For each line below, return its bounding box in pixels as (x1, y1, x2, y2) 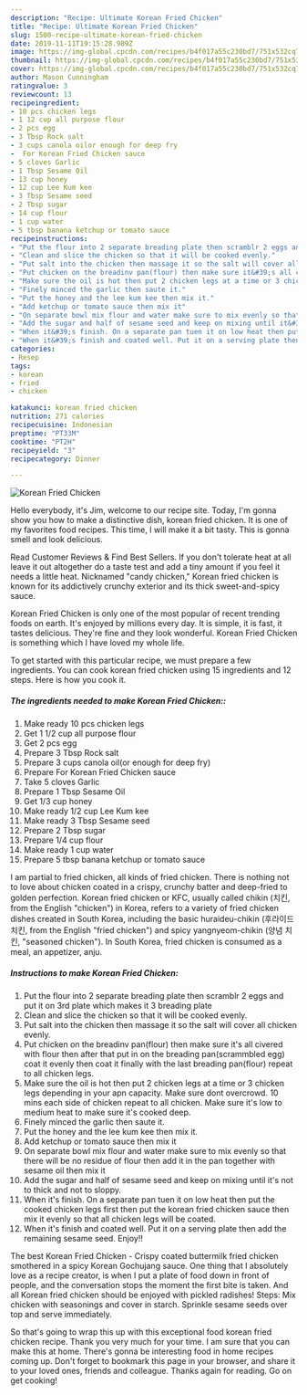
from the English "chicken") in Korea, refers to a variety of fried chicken (10, 903, 280, 914)
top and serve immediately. (10, 1309, 112, 1320)
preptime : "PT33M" (10, 428, 80, 438)
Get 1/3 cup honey (23, 796, 93, 807)
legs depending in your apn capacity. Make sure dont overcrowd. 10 (23, 1087, 279, 1098)
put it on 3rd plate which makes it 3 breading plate (23, 1001, 213, 1012)
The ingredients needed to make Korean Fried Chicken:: (10, 695, 227, 706)
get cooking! (10, 1375, 58, 1386)
